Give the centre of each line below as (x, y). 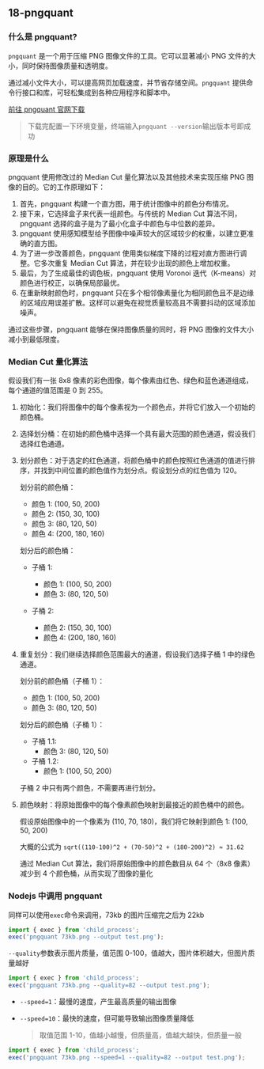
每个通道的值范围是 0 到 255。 (58, 390)
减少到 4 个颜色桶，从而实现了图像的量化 (86, 874)
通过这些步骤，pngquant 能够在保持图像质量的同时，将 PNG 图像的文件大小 (131, 329)
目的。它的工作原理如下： (63, 187)
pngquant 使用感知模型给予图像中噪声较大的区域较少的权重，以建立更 (133, 233)
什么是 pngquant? (43, 37)
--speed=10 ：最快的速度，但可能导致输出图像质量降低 (107, 1018)
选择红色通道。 (44, 444)
